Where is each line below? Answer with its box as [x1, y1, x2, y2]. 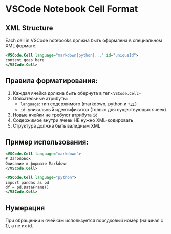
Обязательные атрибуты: [12, 96, 68, 102]
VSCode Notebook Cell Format [5, 3, 138, 15]
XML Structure [5, 24, 53, 32]
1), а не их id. [5, 223, 33, 229]
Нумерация [5, 204, 45, 212]
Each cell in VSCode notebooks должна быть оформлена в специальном [5, 37, 162, 43]
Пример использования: [5, 137, 89, 147]
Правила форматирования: [5, 77, 98, 85]
